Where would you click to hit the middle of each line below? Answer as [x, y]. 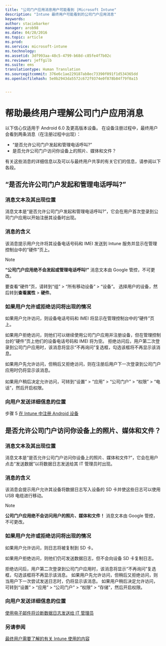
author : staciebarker [27, 23]
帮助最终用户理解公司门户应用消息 [75, 113]
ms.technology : [21, 51]
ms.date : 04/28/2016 [26, 33]
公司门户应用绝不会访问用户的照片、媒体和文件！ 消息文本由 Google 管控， [82, 516]
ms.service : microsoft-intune [36, 46]
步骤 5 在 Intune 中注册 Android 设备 [42, 414]
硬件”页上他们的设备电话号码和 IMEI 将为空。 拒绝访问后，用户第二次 [85, 341]
